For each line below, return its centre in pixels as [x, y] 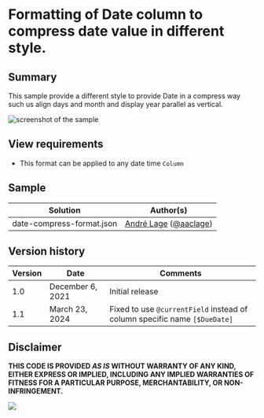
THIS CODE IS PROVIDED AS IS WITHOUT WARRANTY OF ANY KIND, [122, 366]
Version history [47, 252]
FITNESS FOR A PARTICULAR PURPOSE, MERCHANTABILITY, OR [115, 383]
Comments [181, 273]
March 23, [69, 309]
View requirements [56, 144]
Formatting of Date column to [105, 15]
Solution [64, 210]
